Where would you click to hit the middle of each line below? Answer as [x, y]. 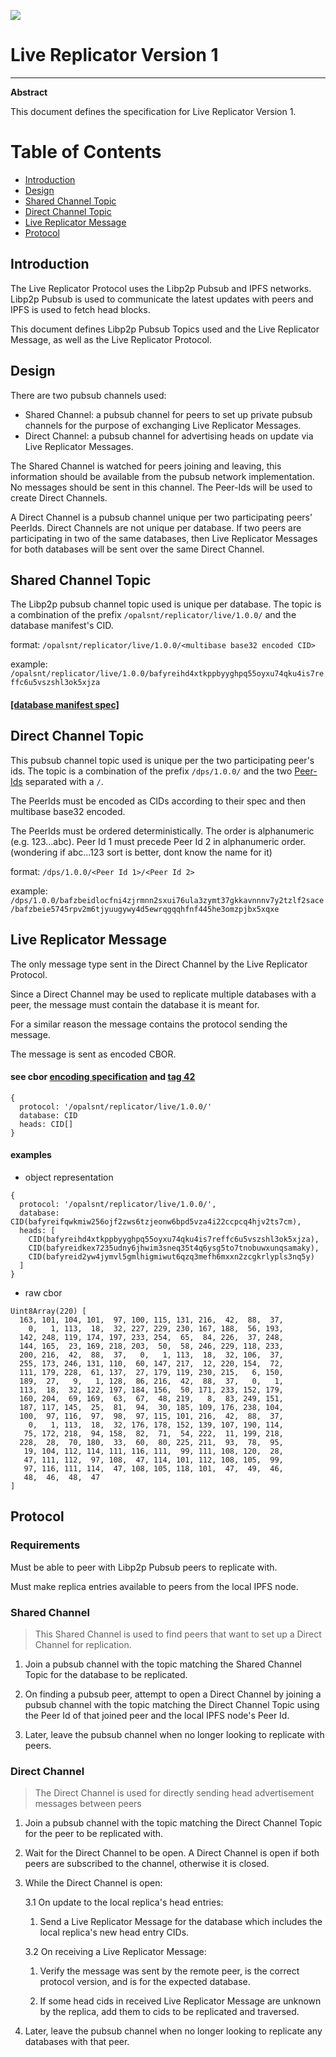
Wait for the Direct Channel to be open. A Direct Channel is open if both [172, 1853]
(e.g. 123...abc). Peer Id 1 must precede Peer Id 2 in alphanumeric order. [158, 841]
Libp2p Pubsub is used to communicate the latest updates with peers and [162, 299]
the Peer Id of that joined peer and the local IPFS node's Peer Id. [157, 1715]
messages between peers [88, 1804]
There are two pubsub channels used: [88, 395]
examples [31, 1155]
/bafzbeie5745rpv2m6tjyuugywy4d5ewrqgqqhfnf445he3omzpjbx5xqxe [145, 909]
